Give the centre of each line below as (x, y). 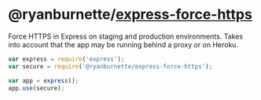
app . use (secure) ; (37, 88)
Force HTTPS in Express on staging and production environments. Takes (126, 36)
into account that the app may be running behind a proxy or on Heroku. (123, 44)
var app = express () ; (44, 80)
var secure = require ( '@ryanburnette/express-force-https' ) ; (110, 66)
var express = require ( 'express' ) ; (66, 59)
